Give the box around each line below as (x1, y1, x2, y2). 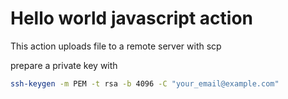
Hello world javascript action (10, 7, 253, 30)
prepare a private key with (10, 59, 118, 71)
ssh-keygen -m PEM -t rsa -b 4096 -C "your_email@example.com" (10, 78, 280, 89)
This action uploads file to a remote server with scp (10, 40, 222, 52)
